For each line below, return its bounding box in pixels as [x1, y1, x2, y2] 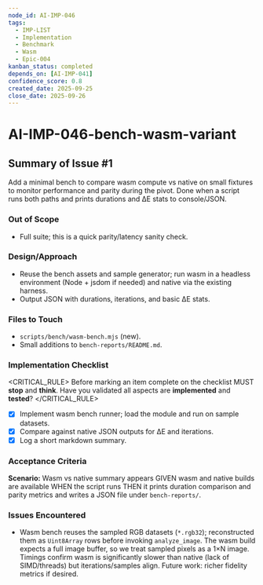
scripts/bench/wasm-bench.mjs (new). [19, 331, 141, 342]
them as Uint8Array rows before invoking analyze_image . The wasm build [19, 536, 256, 546]
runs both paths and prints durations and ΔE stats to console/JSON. [8, 194, 228, 204]
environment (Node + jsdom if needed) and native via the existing [19, 277, 232, 287]
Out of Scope [8, 214, 60, 225]
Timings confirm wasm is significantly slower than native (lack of [19, 553, 230, 562]
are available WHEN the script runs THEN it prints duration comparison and [8, 481, 251, 491]
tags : [8, 19, 26, 27]
